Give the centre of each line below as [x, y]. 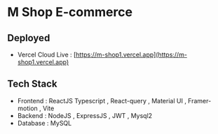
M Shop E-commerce [70, 12]
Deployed [29, 38]
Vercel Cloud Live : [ [47, 54]
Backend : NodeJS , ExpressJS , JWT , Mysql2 [85, 115]
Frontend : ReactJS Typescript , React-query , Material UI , [102, 100]
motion [28, 108]
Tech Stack [32, 84]
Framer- [200, 100]
